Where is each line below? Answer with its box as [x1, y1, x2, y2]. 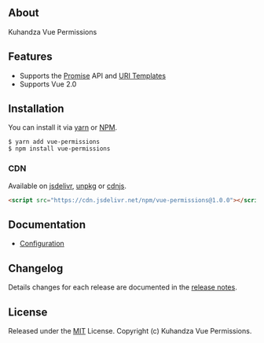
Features [8, 50, 53, 64]
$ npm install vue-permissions [8, 145, 111, 153]
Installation [8, 102, 64, 116]
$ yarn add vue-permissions [8, 138, 101, 146]
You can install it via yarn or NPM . [8, 123, 118, 132]
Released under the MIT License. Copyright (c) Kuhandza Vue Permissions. [8, 326, 252, 336]
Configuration [19, 239, 64, 249]
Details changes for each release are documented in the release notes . [8, 282, 237, 292]
